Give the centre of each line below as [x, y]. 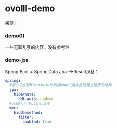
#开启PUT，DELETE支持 [30, 103]
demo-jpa [17, 60]
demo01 [15, 36]
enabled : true [37, 122]
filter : [26, 117]
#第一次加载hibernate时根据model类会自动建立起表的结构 [60, 85]
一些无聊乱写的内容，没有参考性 [37, 47]
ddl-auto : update [36, 99]
